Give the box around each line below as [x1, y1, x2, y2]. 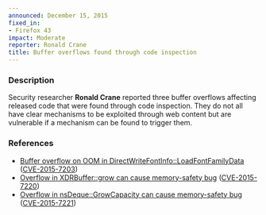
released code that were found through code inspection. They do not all [8, 101, 244, 111]
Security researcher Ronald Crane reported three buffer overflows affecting [8, 93, 256, 102]
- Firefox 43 [8, 26, 52, 34]
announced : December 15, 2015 [8, 11, 109, 20]
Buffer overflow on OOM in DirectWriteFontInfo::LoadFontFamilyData [19, 155, 245, 165]
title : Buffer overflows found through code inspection [8, 48, 197, 56]
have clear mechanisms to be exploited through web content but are [8, 109, 232, 119]
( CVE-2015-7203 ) [19, 164, 78, 174]
